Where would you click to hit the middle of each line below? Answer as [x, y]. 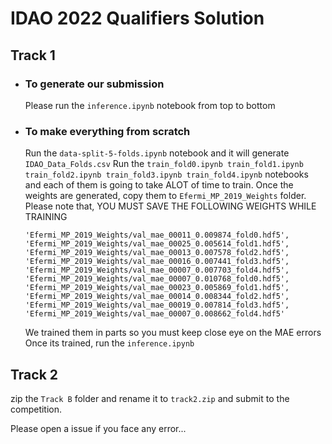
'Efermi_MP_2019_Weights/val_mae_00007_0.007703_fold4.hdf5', [157, 270]
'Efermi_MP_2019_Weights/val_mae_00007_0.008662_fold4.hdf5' [155, 314]
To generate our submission [94, 84]
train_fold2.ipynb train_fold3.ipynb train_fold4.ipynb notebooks [166, 174]
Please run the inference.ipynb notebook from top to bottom [150, 105]
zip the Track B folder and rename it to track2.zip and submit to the [150, 398]
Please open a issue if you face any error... [98, 428]
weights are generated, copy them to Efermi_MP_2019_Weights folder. [165, 196]
